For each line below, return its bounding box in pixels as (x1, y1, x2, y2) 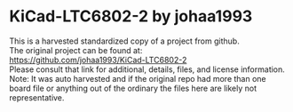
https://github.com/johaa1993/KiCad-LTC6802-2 (9, 54, 187, 65)
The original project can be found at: (9, 44, 143, 55)
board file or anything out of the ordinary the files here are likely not (9, 83, 257, 93)
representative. (9, 92, 65, 103)
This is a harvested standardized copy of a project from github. (9, 36, 240, 46)
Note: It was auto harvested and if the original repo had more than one (9, 73, 266, 84)
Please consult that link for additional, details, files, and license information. (9, 64, 286, 75)
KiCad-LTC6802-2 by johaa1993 (9, 6, 253, 27)
